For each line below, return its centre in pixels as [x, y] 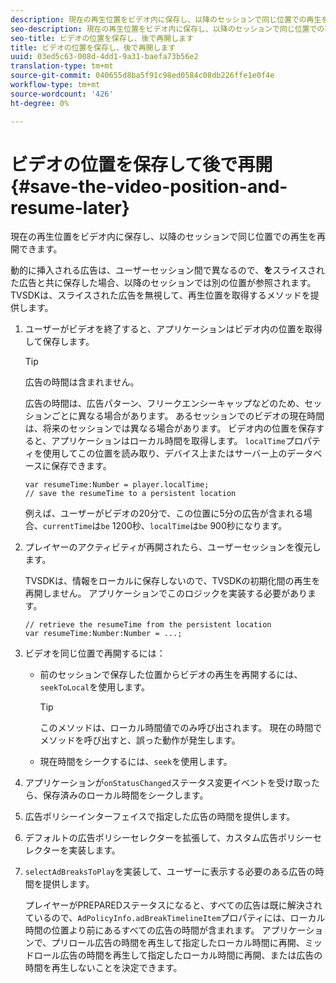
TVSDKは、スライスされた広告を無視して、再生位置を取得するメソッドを [160, 295]
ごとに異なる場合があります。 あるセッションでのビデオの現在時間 [188, 416]
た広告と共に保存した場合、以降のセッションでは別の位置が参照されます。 [163, 283]
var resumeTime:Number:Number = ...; [103, 634]
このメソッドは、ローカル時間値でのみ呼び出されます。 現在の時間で [181, 728]
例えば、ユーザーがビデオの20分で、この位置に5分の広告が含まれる [164, 513]
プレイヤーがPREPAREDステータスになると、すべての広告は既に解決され [173, 905]
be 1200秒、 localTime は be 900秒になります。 [194, 526]
